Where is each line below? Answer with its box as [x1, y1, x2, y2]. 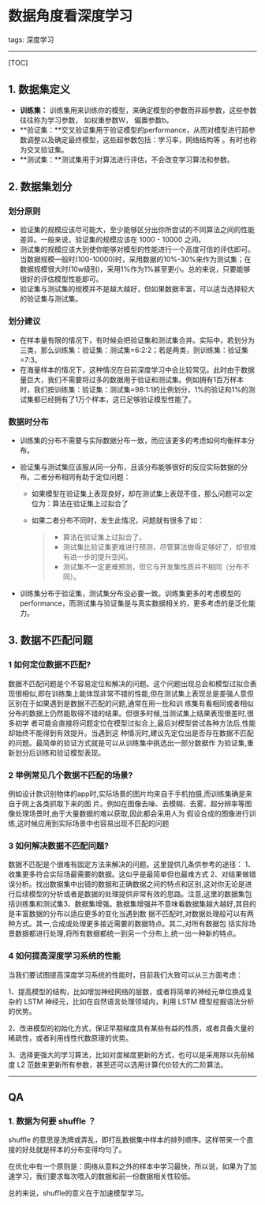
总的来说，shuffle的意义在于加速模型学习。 [8, 1188, 148, 1198]
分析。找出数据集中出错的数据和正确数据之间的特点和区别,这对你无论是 [14, 880, 246, 889]
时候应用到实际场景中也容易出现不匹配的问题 [24, 819, 170, 828]
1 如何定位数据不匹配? [8, 659, 91, 670]
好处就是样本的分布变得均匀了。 [21, 1145, 126, 1154]
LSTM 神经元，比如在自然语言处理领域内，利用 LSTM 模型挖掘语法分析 [23, 997, 255, 1006]
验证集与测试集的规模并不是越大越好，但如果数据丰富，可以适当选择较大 [19, 284, 255, 294]
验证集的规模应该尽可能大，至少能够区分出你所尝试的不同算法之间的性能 [19, 225, 255, 235]
